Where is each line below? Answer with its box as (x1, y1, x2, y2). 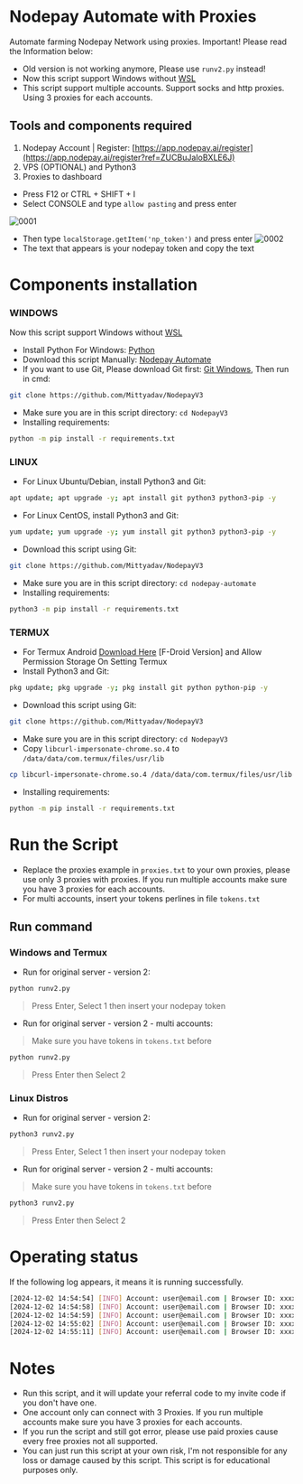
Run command (9, 919, 93, 934)
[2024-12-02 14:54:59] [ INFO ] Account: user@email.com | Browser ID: (9, 1311, 277, 1320)
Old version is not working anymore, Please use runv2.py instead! (22, 63, 266, 74)
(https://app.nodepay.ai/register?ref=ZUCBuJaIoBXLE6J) (22, 152, 235, 163)
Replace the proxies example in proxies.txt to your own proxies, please (22, 864, 290, 875)
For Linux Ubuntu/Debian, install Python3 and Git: (22, 476, 207, 487)
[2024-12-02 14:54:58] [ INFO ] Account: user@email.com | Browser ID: (9, 1302, 277, 1311)
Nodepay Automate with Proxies (9, 6, 257, 27)
